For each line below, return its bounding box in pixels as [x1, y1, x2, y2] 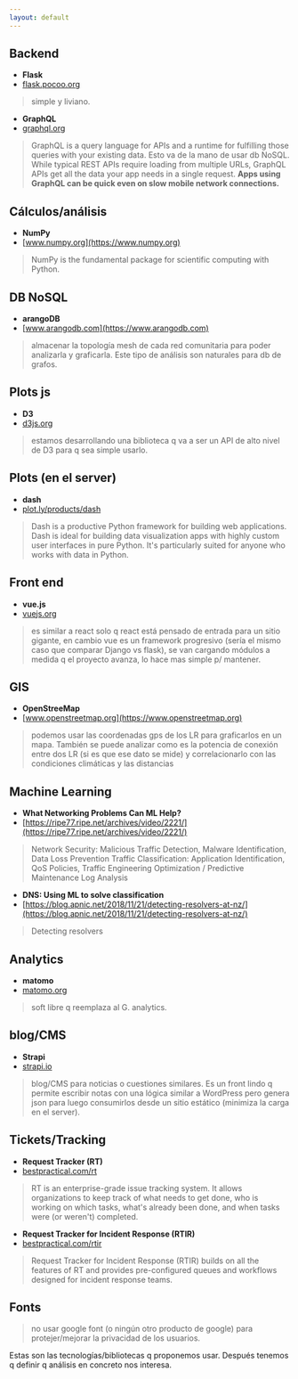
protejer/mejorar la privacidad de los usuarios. [30, 1333, 201, 1343]
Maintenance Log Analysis [30, 872, 129, 883]
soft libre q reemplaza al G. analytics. [30, 1001, 167, 1012]
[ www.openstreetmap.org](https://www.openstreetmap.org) [21, 713, 243, 723]
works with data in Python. [30, 549, 129, 559]
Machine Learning [9, 784, 113, 799]
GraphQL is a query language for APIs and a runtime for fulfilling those [30, 140, 289, 151]
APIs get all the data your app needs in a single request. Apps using [30, 168, 281, 179]
